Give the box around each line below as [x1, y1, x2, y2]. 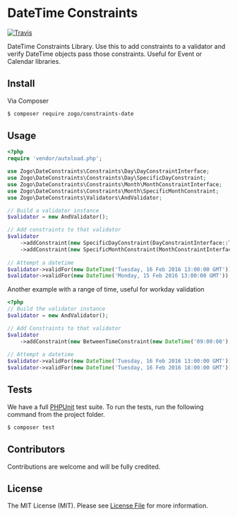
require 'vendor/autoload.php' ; [7, 155, 102, 162]
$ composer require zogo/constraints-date [7, 110, 134, 117]
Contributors [7, 444, 66, 456]
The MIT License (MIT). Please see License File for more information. [7, 501, 208, 510]
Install [7, 78, 35, 90]
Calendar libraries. [7, 57, 61, 65]
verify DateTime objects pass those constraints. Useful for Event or [7, 50, 202, 58]
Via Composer [7, 96, 49, 105]
